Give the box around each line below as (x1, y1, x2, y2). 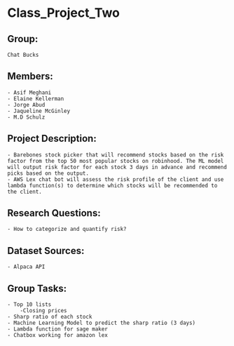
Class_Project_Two (7, 5, 121, 21)
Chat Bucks (7, 51, 39, 58)
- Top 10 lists (7, 301, 52, 308)
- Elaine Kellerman (7, 95, 64, 102)
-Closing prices (20, 307, 68, 314)
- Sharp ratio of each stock (7, 314, 92, 321)
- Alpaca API (7, 263, 46, 271)
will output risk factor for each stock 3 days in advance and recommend (7, 164, 228, 171)
